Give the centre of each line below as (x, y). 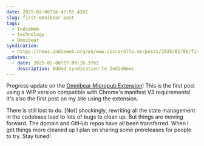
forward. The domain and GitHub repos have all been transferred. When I (98, 123)
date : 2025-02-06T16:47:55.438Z (47, 12)
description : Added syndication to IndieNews (76, 68)
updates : (17, 57)
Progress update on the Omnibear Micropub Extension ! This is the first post (101, 86)
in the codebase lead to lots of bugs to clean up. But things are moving (95, 117)
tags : (13, 23)
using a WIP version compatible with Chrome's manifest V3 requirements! (99, 92)
